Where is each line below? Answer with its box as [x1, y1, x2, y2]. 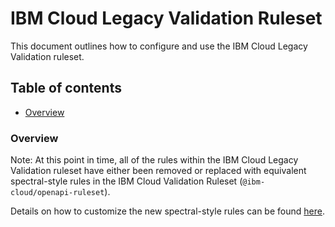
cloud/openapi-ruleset [10, 188, 105, 198]
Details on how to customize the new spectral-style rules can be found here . [10, 205, 325, 217]
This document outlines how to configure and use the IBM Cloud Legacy [10, 40, 308, 52]
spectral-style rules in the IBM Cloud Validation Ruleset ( [10, 175, 243, 187]
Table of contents [10, 80, 122, 97]
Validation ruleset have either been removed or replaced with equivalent [10, 165, 307, 177]
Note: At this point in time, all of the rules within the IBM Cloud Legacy [10, 154, 299, 166]
